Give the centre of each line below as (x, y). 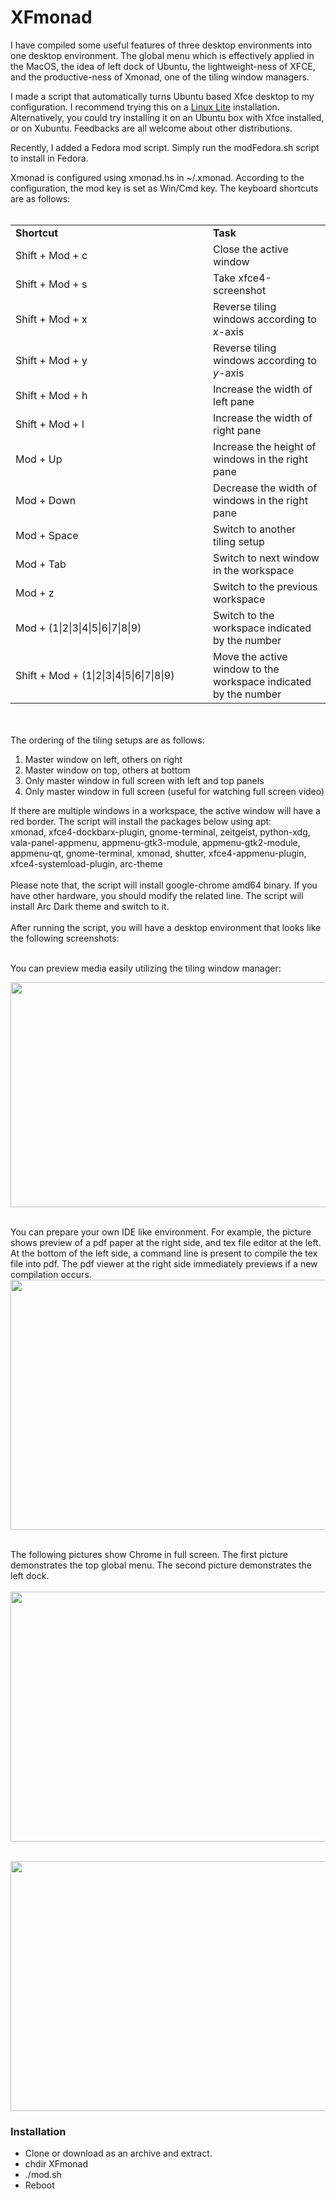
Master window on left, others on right (103, 759)
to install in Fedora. (49, 158)
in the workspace (254, 570)
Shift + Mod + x (51, 319)
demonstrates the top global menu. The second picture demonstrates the (161, 1565)
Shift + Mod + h (51, 395)
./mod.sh (43, 2175)
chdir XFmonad (56, 2164)
